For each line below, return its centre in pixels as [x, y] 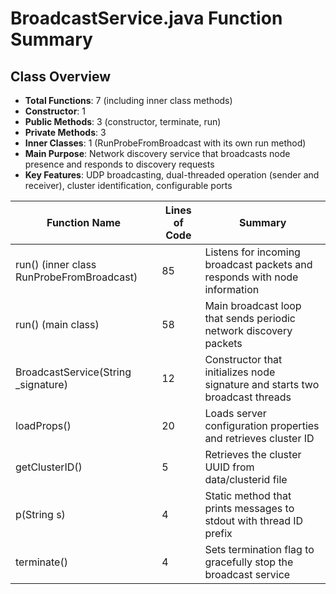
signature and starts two [262, 384]
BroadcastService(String [73, 372]
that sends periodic [250, 318]
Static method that [248, 495]
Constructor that [243, 359]
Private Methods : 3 [65, 132]
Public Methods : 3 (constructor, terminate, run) [123, 121]
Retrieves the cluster [253, 454]
